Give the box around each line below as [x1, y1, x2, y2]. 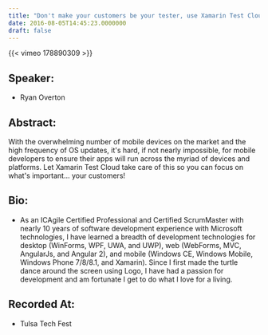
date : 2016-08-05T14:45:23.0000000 [8, 19, 127, 27]
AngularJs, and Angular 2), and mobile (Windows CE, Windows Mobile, [19, 249, 254, 258]
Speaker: [8, 71, 54, 85]
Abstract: [8, 116, 57, 129]
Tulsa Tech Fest [19, 318, 72, 328]
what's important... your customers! [8, 171, 126, 180]
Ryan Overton [19, 93, 65, 102]
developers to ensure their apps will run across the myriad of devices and [8, 154, 250, 164]
